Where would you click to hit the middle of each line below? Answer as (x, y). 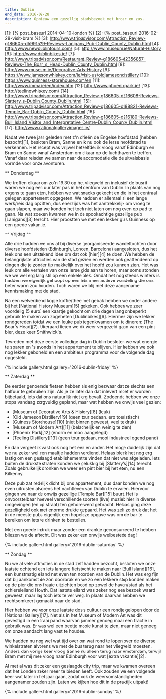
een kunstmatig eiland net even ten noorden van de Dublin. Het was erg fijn (82, 574)
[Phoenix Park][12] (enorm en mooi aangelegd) (60, 433)
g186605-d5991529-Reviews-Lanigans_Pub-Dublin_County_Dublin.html (78, 44)
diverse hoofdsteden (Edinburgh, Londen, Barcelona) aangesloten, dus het (81, 249)
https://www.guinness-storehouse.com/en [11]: (53, 80)
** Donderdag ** (22, 173)
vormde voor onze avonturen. (35, 163)
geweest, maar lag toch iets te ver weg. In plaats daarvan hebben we (75, 595)
